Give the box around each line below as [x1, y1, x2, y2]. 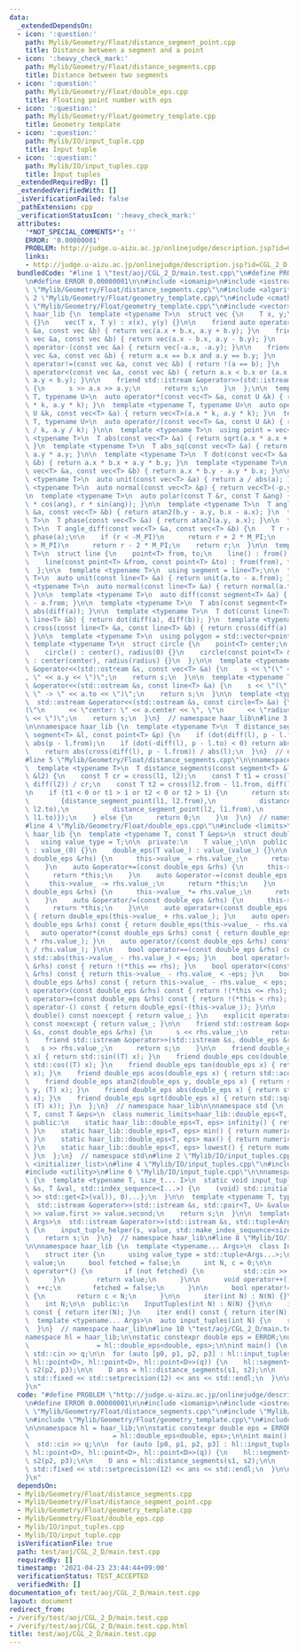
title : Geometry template [25, 121, 122, 130]
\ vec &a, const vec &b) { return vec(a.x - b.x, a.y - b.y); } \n [25, 334, 276, 343]
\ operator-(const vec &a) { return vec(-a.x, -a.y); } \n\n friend [25, 342, 292, 351]
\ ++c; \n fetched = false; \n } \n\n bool [25, 1283, 248, 1292]
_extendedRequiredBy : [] [17, 178, 109, 187]
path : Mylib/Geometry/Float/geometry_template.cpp [25, 112, 216, 121]
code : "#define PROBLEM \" [17, 1390, 117, 1399]
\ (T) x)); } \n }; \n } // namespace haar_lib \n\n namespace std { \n [25, 1102, 284, 1111]
